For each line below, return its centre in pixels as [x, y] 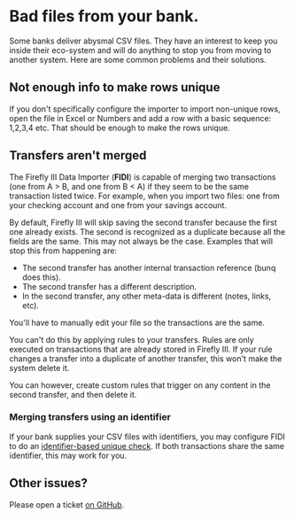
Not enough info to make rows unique [115, 87]
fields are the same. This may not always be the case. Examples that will [141, 241]
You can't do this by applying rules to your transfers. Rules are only [132, 339]
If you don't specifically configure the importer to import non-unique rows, [145, 109]
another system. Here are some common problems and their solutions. [138, 59]
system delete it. [39, 368]
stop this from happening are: [63, 251]
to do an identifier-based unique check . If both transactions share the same [147, 445]
